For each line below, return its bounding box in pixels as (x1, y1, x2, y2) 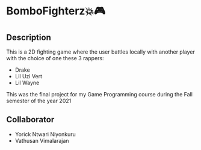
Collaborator (6, 114, 55, 125)
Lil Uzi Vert (14, 73, 43, 80)
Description (6, 32, 51, 42)
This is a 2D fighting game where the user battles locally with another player (6, 48, 196, 55)
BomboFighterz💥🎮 (6, 4, 106, 18)
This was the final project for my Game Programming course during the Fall (6, 91, 193, 98)
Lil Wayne (14, 79, 40, 86)
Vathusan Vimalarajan (14, 137, 69, 144)
